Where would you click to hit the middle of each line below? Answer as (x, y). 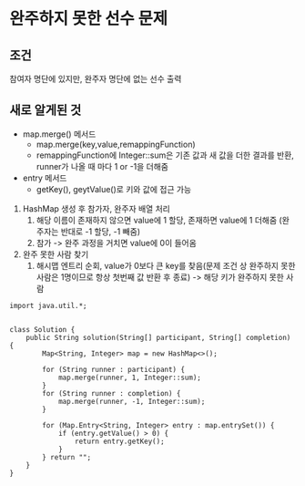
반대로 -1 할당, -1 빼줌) (101, 231)
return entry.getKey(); (120, 441)
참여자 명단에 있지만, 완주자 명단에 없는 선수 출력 (96, 79)
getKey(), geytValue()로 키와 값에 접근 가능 (114, 189)
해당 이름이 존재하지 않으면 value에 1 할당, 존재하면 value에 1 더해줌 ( (159, 220)
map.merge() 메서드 (59, 134)
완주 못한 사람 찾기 (56, 254)
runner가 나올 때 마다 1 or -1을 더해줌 (102, 166)
